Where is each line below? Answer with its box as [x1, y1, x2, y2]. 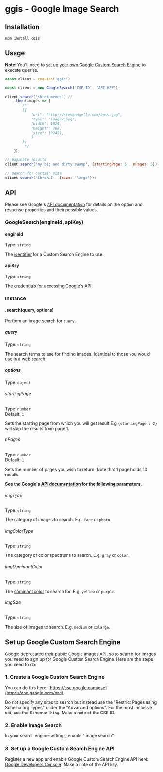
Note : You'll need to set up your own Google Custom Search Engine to [5, 62, 146, 68]
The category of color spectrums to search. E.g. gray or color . [5, 553, 130, 558]
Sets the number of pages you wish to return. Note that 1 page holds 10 [5, 467, 147, 473]
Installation [5, 23, 40, 31]
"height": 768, [31, 126, 62, 131]
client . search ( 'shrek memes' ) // [5, 94, 73, 99]
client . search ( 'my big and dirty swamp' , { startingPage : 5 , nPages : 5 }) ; [5, 162, 160, 167]
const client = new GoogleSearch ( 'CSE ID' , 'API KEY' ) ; [5, 85, 120, 90]
